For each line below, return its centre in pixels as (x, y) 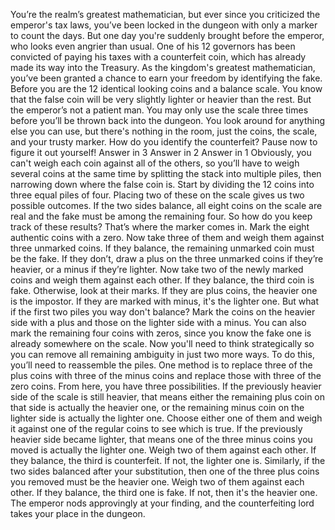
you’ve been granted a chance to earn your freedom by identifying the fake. (166, 78)
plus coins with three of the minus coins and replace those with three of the (166, 375)
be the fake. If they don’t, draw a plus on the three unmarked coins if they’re (167, 258)
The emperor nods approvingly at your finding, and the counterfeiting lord (162, 503)
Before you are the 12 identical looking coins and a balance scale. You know (166, 88)
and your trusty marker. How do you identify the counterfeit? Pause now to (164, 142)
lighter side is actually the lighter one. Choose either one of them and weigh (166, 418)
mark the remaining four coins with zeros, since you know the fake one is (161, 333)
